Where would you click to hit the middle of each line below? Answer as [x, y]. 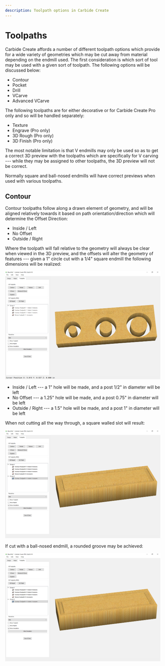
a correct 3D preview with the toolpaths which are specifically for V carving [82, 156]
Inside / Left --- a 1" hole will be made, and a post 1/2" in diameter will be [86, 387]
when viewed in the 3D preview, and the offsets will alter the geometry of [79, 254]
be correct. [16, 166]
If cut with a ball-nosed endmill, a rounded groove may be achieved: [74, 546]
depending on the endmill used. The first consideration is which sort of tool [81, 60]
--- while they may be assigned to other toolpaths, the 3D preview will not [80, 161]
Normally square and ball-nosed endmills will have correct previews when [80, 176]
